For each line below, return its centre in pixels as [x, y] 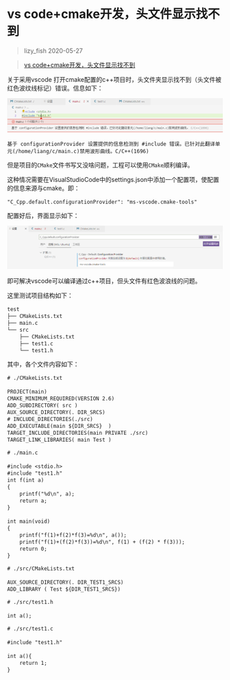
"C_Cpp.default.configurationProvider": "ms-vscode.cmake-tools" [102, 202]
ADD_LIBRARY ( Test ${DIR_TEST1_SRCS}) [64, 589]
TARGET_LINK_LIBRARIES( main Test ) [59, 440]
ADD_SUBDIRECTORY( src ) [42, 406]
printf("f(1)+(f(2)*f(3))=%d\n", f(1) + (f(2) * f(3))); [102, 542]
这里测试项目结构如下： [40, 295]
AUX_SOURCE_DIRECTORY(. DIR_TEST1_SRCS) [66, 582]
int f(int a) [26, 480]
